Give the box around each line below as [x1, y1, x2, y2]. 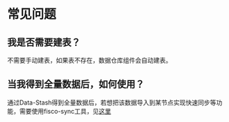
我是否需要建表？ [7, 36, 81, 48]
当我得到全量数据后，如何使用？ [7, 78, 145, 91]
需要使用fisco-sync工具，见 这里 [19, 107, 111, 115]
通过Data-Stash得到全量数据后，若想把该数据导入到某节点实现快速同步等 [7, 98, 217, 107]
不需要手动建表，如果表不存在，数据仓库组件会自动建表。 [7, 56, 172, 64]
